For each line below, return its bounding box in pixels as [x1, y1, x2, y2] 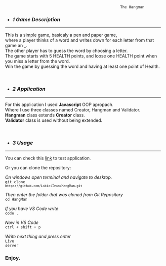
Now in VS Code [5, 219, 39, 225]
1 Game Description [12, 16, 61, 23]
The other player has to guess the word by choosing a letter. [5, 48, 128, 54]
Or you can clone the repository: [5, 164, 71, 170]
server [5, 243, 19, 248]
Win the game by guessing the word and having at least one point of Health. [5, 63, 160, 69]
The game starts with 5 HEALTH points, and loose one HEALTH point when [5, 53, 157, 59]
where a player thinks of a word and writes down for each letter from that [5, 37, 154, 43]
